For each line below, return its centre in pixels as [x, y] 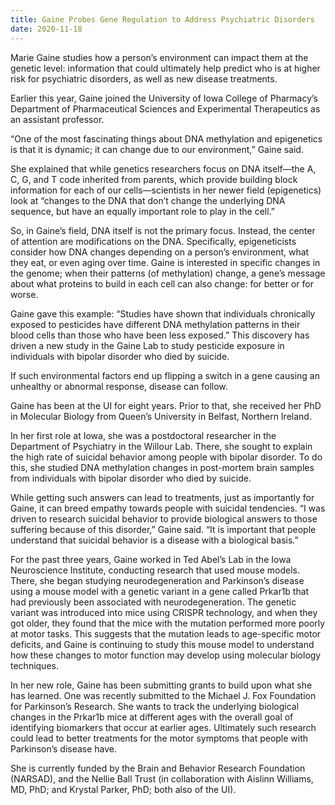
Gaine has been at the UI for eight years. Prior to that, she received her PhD [166, 405]
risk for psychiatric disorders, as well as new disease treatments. [144, 78]
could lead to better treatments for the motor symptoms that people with [159, 738]
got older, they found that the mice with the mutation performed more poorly [168, 623]
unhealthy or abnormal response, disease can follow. [119, 386]
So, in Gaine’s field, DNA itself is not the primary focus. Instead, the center [163, 230]
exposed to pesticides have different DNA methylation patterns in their [155, 324]
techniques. [34, 665]
